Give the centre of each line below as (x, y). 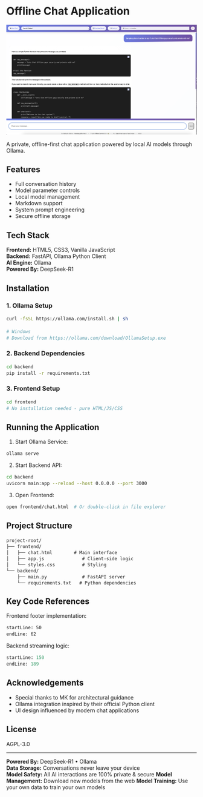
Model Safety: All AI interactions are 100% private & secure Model (89, 774)
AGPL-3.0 (18, 744)
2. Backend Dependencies (46, 354)
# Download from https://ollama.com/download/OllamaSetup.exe (86, 338)
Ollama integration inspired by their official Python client (85, 704)
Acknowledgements (45, 683)
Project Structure (39, 526)
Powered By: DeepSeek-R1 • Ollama (52, 761)
